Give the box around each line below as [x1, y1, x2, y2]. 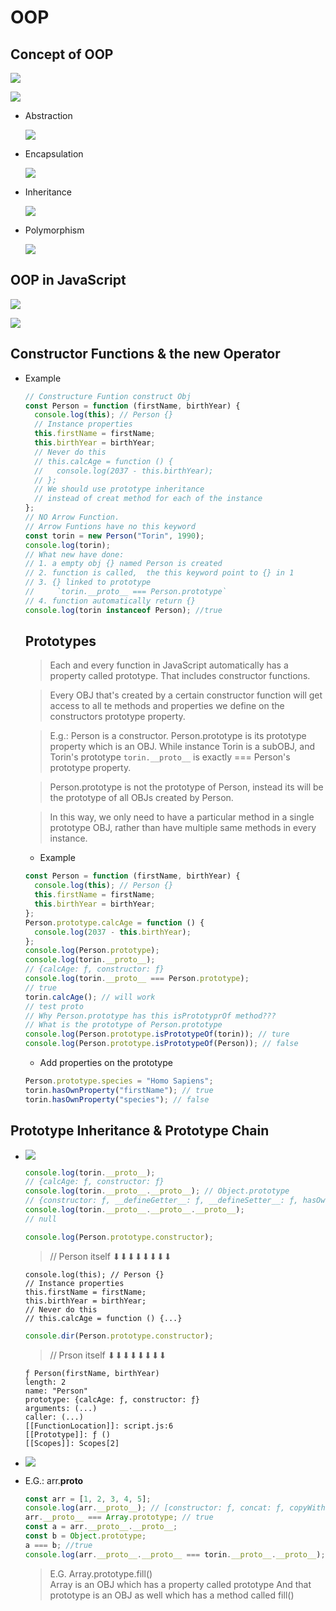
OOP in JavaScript [10, 272, 127, 289]
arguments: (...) [24, 1403, 98, 1413]
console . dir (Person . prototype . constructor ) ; [24, 1331, 214, 1341]
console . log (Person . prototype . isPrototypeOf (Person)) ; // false [24, 1039, 299, 1049]
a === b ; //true [24, 1540, 93, 1550]
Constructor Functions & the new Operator [10, 346, 281, 363]
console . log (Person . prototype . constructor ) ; [24, 1232, 214, 1242]
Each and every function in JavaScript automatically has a [49, 659, 289, 671]
